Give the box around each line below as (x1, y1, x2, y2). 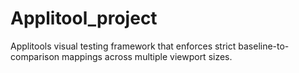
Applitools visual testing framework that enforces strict (10, 40, 237, 52)
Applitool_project (10, 7, 158, 30)
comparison (10, 50, 60, 62)
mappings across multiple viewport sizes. (61, 50, 233, 62)
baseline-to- (238, 40, 290, 52)
